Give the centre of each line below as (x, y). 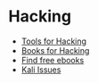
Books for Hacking (55, 50)
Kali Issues (41, 70)
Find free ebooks (53, 60)
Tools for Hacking (53, 41)
